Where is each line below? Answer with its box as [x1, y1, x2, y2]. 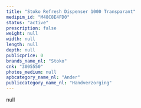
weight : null [6, 31, 38, 37]
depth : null [6, 47, 35, 53]
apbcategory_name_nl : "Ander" [6, 74, 81, 80]
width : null [6, 36, 35, 42]
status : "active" [6, 19, 49, 25]
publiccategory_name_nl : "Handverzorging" [6, 80, 112, 86]
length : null [6, 42, 38, 48]
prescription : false [6, 25, 57, 31]
